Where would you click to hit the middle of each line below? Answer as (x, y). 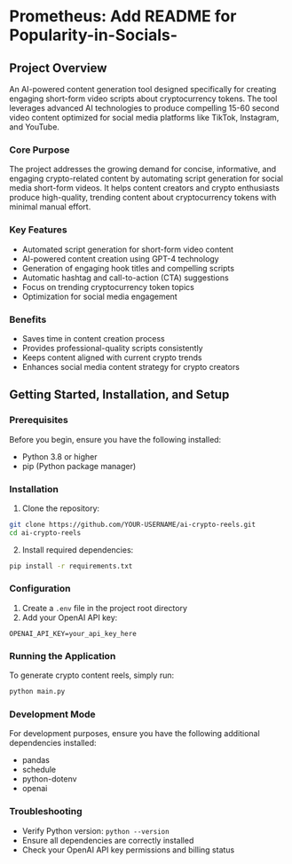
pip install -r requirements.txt (71, 566)
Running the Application (63, 656)
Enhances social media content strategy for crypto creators (130, 366)
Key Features (39, 230)
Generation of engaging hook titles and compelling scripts (128, 268)
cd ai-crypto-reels (45, 533)
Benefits (28, 319)
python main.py (37, 692)
